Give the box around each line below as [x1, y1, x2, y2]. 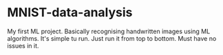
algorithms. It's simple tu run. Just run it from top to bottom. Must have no [7, 34, 217, 42]
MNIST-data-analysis [7, 5, 133, 20]
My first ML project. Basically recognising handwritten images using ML [7, 27, 211, 35]
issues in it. [7, 41, 39, 50]
